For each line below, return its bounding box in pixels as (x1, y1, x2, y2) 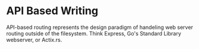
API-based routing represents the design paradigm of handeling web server (6, 24, 194, 31)
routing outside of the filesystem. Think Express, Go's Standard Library (6, 30, 182, 37)
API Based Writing (6, 4, 99, 18)
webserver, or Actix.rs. (6, 36, 62, 43)
